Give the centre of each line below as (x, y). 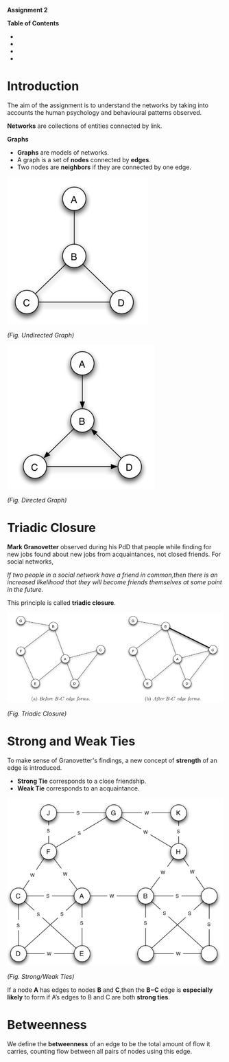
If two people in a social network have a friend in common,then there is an (112, 575)
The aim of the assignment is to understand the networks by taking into (108, 105)
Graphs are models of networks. (63, 152)
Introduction (43, 86)
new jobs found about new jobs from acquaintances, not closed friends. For (114, 554)
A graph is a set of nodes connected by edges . (84, 159)
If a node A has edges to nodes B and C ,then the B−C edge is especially (110, 990)
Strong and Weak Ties (71, 741)
